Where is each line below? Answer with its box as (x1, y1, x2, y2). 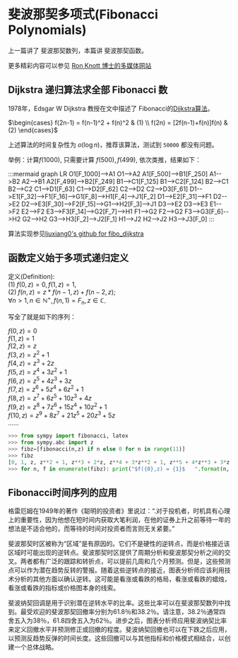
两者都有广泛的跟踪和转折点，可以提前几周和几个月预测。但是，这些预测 (20, 557, 231, 566)
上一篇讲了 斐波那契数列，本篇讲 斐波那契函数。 (8, 46, 148, 54)
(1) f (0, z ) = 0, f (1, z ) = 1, (8, 280, 77, 289)
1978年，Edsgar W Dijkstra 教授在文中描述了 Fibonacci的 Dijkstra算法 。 (8, 104, 214, 112)
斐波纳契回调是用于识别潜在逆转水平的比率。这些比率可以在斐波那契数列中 (8, 599, 225, 607)
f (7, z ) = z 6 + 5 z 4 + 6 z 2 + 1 (8, 383, 84, 393)
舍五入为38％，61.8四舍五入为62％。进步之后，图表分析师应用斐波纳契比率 (8, 616, 227, 625)
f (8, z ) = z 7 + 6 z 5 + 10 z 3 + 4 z (8, 393, 93, 402)
